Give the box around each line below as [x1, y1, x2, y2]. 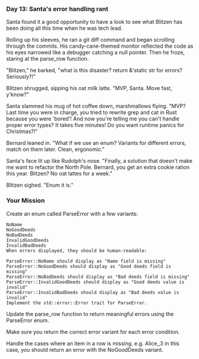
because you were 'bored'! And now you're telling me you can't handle [6, 115, 179, 122]
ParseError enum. [6, 317, 49, 324]
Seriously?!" [6, 73, 36, 81]
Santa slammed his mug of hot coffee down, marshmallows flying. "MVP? [6, 103, 186, 110]
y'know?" [6, 91, 30, 98]
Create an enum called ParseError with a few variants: [6, 210, 138, 217]
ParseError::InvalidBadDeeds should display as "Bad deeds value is [6, 289, 179, 295]
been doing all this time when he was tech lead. [6, 24, 123, 32]
